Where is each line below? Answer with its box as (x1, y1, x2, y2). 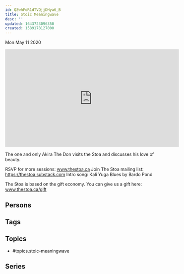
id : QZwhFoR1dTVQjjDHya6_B (5, 7, 61, 12)
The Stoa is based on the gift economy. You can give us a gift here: (5, 181, 142, 187)
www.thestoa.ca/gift (5, 186, 47, 192)
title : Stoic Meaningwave (5, 12, 59, 17)
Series (5, 262, 26, 271)
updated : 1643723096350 (5, 21, 55, 26)
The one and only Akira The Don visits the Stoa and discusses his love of (5, 151, 154, 157)
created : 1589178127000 (5, 26, 55, 31)
